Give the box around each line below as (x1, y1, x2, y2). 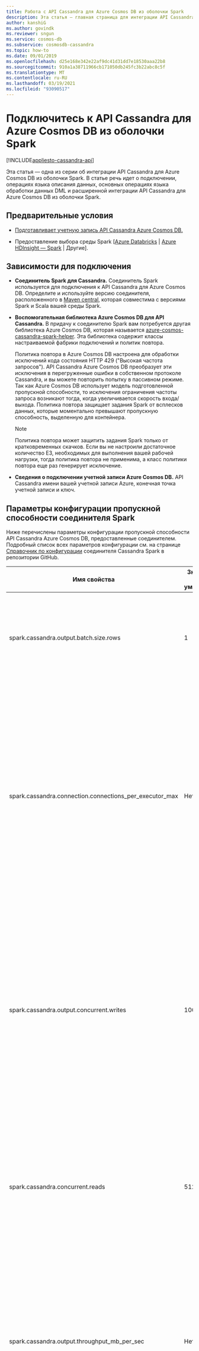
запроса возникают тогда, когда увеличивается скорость (14, 395, 161, 402)
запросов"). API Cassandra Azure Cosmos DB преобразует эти (14, 363, 172, 370)
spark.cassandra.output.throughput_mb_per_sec (9, 1337, 145, 1346)
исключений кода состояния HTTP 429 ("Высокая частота (14, 357, 163, 364)
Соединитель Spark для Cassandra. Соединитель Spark (14, 277, 158, 284)
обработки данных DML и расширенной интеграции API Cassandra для (6, 187, 186, 194)
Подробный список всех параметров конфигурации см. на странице (6, 541, 181, 549)
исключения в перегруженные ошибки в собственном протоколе (14, 370, 182, 377)
